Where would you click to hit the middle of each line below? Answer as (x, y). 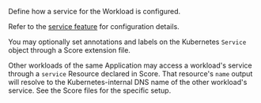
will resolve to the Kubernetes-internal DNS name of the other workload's (128, 82)
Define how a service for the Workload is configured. (95, 11)
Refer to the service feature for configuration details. (94, 26)
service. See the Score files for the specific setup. (90, 90)
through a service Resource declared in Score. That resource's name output (130, 74)
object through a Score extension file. (69, 50)
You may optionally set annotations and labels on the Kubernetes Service (127, 42)
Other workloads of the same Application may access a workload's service (130, 65)
